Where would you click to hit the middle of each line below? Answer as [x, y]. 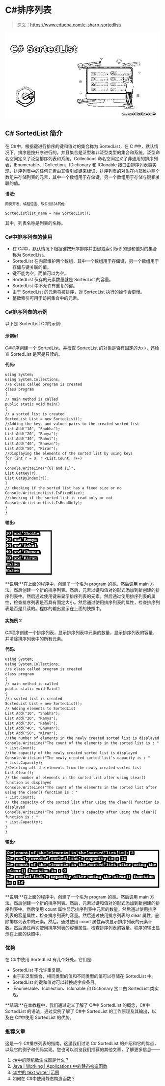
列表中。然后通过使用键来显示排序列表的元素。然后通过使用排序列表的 [80, 596]
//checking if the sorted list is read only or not [59, 498]
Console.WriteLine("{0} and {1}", [41, 468]
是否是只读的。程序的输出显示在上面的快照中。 [56, 608]
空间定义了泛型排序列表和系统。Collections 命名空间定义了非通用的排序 [81, 158]
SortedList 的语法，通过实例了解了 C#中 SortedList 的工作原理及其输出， [79, 1011]
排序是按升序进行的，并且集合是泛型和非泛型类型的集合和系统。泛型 [87, 152]
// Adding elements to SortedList [41, 709]
